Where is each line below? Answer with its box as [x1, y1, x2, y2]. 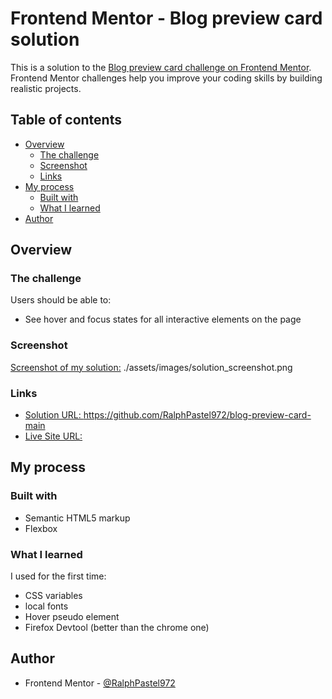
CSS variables [24, 590, 83, 602]
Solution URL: [24, 409, 82, 421]
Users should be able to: [10, 294, 112, 306]
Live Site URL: [24, 430, 83, 442]
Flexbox [24, 522, 58, 534]
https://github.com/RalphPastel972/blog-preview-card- [83, 409, 312, 421]
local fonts [24, 600, 69, 612]
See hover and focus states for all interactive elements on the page [24, 313, 302, 326]
